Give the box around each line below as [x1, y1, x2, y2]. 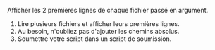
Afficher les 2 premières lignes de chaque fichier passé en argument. [7, 6, 209, 14]
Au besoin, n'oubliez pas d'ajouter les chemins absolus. [17, 27, 180, 35]
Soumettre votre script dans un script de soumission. [17, 35, 172, 43]
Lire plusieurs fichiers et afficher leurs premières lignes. [17, 20, 180, 27]
